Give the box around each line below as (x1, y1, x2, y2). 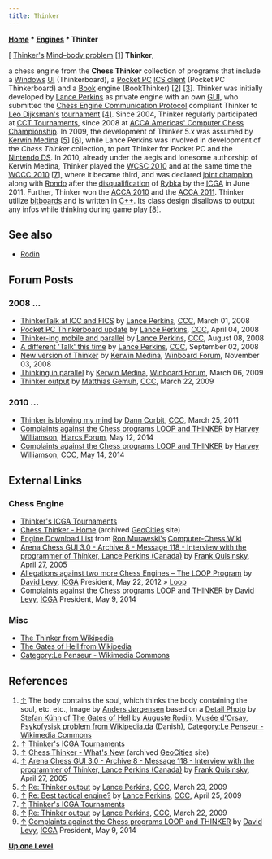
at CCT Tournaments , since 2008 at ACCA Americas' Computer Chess (8, 117, 244, 127)
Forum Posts (8, 273, 74, 287)
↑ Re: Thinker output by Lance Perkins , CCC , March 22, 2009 (19, 808, 227, 818)
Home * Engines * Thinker (8, 34, 99, 44)
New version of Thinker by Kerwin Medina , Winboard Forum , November (19, 351, 260, 361)
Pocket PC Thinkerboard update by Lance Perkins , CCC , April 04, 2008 (19, 325, 260, 335)
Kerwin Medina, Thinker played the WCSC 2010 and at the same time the (8, 160, 252, 171)
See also (8, 228, 53, 242)
